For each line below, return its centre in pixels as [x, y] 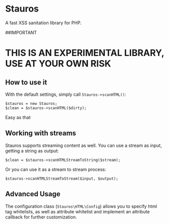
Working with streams [41, 133]
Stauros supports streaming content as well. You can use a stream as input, [84, 145]
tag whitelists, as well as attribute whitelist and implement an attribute [77, 211]
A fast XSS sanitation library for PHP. [43, 23]
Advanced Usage [33, 194]
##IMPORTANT [21, 32]
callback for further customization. [41, 217]
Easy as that [18, 117]
